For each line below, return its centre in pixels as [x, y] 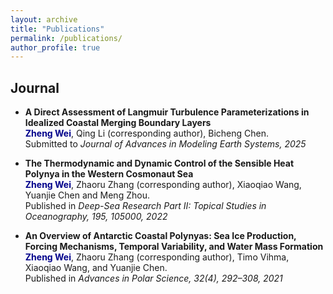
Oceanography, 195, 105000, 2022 [96, 217]
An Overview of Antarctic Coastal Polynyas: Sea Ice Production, [160, 236]
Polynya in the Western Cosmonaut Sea [109, 174]
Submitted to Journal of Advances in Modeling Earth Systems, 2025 [165, 144]
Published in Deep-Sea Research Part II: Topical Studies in [145, 206]
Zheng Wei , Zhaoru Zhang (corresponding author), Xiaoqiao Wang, [163, 185]
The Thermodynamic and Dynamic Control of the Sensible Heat [159, 163]
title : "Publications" [57, 29]
